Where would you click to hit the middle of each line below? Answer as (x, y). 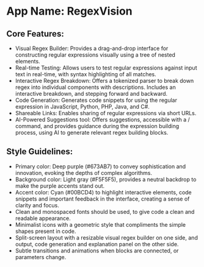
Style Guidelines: (40, 151)
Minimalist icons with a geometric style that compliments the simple (100, 224)
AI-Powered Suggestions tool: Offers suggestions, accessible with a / (103, 119)
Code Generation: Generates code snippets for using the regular (96, 100)
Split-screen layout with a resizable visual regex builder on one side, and (107, 237)
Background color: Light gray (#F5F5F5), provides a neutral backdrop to (106, 179)
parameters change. (41, 257)
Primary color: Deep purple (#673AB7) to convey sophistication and (100, 166)
